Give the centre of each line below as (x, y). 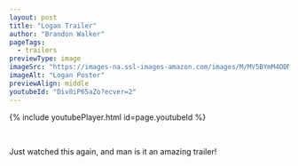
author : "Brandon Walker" (57, 34)
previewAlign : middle (49, 83)
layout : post (33, 17)
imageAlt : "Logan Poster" (57, 75)
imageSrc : (27, 67)
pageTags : (27, 42)
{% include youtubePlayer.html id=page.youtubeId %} (108, 117)
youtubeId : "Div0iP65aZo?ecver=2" (73, 91)
